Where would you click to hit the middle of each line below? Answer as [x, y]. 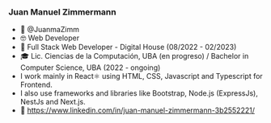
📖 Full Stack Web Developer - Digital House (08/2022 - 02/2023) [128, 47]
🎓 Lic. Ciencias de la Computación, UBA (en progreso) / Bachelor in [134, 56]
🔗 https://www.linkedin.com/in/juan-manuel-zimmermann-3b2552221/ [137, 110]
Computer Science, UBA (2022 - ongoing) [90, 68]
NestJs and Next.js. [53, 102]
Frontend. [36, 85]
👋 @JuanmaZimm [49, 30]
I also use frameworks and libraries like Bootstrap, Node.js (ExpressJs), [139, 93]
